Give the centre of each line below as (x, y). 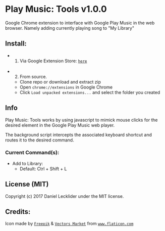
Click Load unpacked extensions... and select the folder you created (90, 92)
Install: (16, 44)
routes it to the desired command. (40, 140)
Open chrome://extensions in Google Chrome (66, 87)
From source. (33, 76)
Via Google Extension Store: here (53, 61)
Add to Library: (27, 163)
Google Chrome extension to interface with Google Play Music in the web (80, 23)
